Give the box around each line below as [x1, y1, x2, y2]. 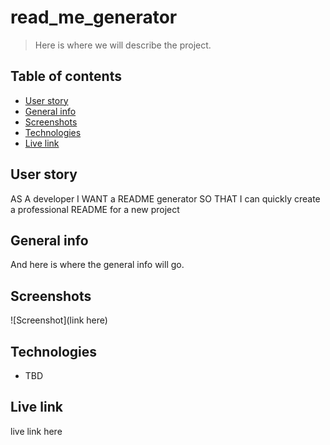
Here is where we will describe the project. [34, 39, 212, 51]
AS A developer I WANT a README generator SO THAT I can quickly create [10, 192, 321, 205]
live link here [10, 425, 63, 437]
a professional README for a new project [10, 203, 180, 215]
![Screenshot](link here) [10, 314, 108, 326]
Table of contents [10, 68, 122, 85]
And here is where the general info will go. [10, 259, 185, 271]
